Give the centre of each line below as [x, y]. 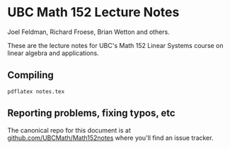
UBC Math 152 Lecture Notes [93, 12]
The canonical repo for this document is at [69, 130]
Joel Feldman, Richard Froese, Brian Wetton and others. [88, 32]
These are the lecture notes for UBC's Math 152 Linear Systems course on [116, 45]
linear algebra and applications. [53, 53]
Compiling [31, 75]
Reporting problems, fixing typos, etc [91, 113]
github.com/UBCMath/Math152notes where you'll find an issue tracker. [110, 138]
